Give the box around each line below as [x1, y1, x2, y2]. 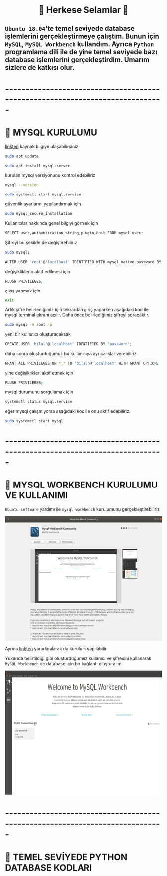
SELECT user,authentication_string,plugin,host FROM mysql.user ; [5, 231, 143, 236]
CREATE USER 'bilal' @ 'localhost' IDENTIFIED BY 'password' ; [5, 342, 133, 347]
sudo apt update [5, 154, 39, 159]
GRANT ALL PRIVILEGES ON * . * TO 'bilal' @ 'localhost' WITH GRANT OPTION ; [5, 361, 159, 366]
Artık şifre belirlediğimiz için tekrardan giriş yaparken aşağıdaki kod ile [5, 307, 149, 313]
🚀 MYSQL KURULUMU [5, 127, 98, 138]
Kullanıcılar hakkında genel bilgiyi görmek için [5, 220, 98, 226]
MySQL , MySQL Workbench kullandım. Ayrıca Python [5, 40, 154, 48]
